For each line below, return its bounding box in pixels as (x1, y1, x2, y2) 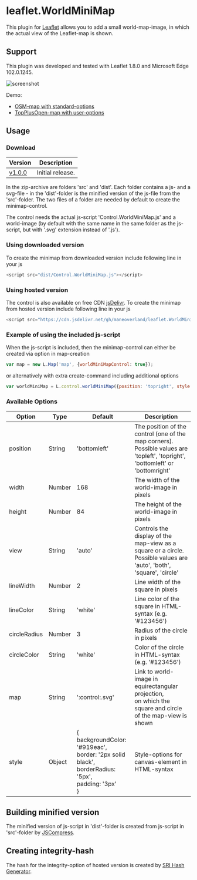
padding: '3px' (76, 780, 117, 788)
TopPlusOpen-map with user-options (14, 109, 104, 116)
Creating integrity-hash (6, 846, 94, 856)
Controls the (134, 524, 169, 532)
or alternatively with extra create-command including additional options (6, 372, 179, 379)
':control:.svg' (76, 693, 114, 702)
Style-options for (134, 750, 183, 758)
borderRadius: (76, 765, 116, 773)
